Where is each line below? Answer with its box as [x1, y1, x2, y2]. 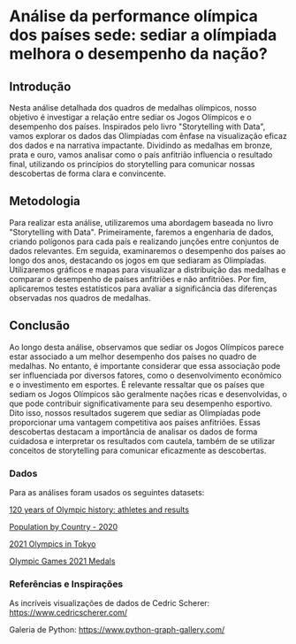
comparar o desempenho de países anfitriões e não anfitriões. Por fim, [9, 273, 267, 284]
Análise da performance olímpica [9, 6, 259, 27]
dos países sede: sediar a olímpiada [9, 25, 277, 45]
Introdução [9, 79, 72, 94]
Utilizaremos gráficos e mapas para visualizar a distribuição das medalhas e [9, 264, 286, 275]
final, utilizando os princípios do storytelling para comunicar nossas [9, 159, 255, 169]
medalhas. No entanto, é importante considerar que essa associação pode [9, 360, 281, 371]
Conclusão [9, 318, 71, 333]
